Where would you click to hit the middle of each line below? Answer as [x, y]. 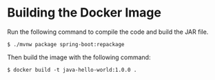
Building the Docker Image [84, 13]
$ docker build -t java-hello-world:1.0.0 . [72, 70]
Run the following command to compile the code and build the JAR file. [108, 32]
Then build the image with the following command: [79, 57]
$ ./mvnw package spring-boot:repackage [66, 44]
